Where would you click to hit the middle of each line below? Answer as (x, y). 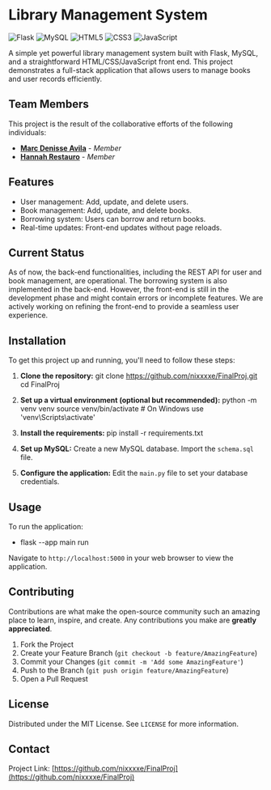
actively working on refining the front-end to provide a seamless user (124, 307)
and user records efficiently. (55, 79)
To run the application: (46, 527)
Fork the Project (47, 644)
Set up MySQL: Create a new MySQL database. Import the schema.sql (137, 449)
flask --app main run (54, 542)
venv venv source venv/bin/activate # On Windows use (112, 409)
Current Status (47, 253)
